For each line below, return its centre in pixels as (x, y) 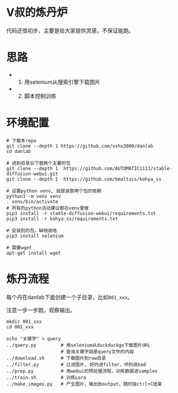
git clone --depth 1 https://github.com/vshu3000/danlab (80, 146)
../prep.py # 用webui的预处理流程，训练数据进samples (82, 371)
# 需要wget (19, 247)
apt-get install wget (34, 253)
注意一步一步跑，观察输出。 (41, 310)
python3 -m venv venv (34, 196)
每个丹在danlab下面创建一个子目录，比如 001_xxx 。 (70, 297)
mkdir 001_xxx (24, 321)
